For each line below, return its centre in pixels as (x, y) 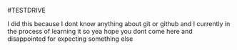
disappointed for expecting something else (70, 39)
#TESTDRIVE (27, 10)
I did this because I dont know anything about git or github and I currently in (119, 24)
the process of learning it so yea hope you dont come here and (100, 31)
